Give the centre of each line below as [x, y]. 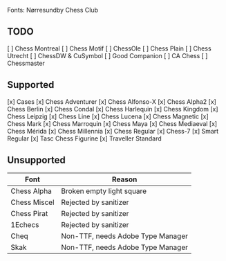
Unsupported [36, 160]
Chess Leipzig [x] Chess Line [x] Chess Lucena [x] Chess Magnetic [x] [108, 116]
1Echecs [25, 225]
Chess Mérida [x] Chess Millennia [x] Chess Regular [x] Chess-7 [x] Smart [113, 131]
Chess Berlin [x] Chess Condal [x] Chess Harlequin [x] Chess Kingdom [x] [113, 109]
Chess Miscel [32, 202]
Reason [124, 179]
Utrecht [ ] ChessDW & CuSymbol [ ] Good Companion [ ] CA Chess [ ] [107, 55]
